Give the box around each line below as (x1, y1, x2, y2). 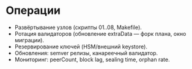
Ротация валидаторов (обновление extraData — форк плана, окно (14, 30, 186, 37)
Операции (6, 4, 61, 18)
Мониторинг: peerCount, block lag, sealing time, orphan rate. (14, 56, 170, 63)
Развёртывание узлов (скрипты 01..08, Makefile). (14, 24, 142, 31)
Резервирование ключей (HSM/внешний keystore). (14, 43, 148, 50)
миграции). (14, 36, 44, 44)
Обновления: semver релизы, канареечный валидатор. (14, 49, 158, 56)
